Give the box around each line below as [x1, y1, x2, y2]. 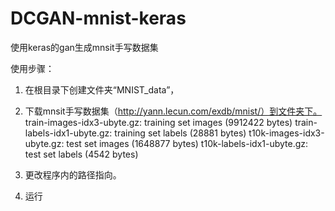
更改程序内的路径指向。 [24, 168, 122, 181]
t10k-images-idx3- [248, 127, 325, 139]
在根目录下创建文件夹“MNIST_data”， [24, 83, 180, 96]
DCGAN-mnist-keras [10, 7, 187, 30]
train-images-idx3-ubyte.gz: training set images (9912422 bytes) [24, 116, 293, 128]
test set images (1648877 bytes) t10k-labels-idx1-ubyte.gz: [66, 137, 309, 149]
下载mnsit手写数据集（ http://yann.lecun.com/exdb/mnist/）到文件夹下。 [24, 105, 323, 117]
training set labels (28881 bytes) [114, 127, 247, 139]
